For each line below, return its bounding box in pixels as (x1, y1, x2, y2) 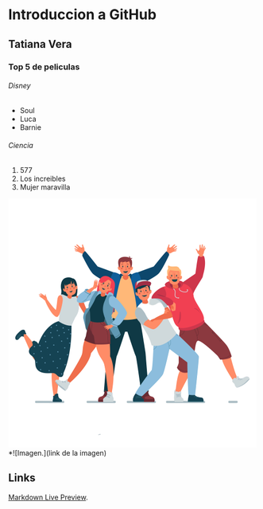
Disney (8, 81, 31, 91)
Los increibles (19, 174, 66, 183)
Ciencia (8, 141, 33, 151)
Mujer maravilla (19, 182, 71, 192)
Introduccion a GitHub (8, 6, 157, 24)
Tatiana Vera (8, 37, 72, 51)
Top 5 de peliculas (8, 61, 80, 72)
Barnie (19, 122, 42, 132)
